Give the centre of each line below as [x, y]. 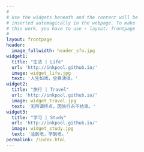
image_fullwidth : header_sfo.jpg [53, 51]
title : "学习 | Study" [39, 117]
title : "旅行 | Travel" [40, 90]
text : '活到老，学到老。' [40, 134]
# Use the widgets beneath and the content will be [72, 17]
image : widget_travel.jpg [44, 101]
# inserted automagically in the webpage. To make [71, 23]
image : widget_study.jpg [43, 129]
